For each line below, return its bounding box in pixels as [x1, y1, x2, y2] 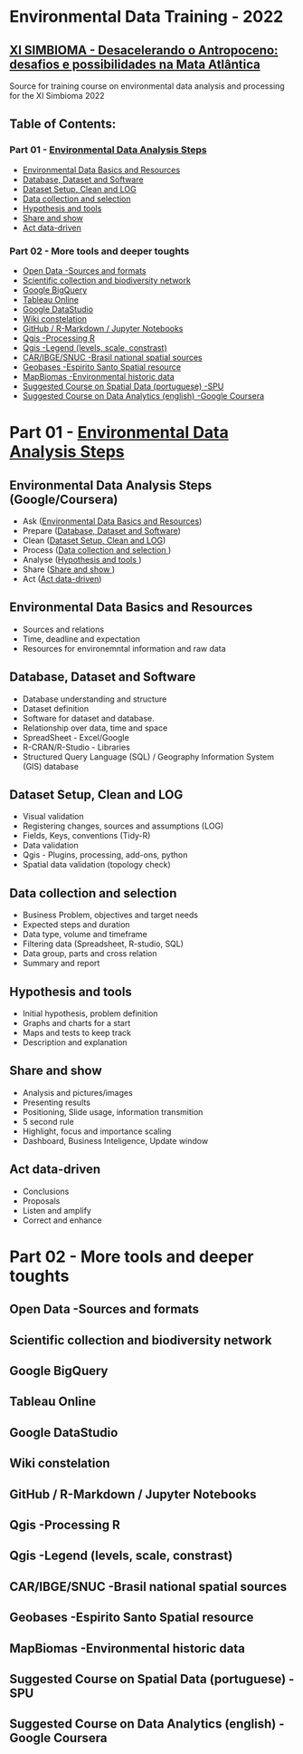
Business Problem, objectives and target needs [22, 909, 199, 921]
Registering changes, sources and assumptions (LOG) [22, 820, 224, 831]
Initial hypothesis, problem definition [22, 1008, 158, 1019]
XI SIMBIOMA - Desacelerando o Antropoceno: [9, 43, 279, 58]
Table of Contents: [9, 116, 117, 132]
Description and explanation [22, 1037, 128, 1048]
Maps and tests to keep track [22, 1027, 131, 1039]
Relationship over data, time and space [22, 722, 168, 733]
